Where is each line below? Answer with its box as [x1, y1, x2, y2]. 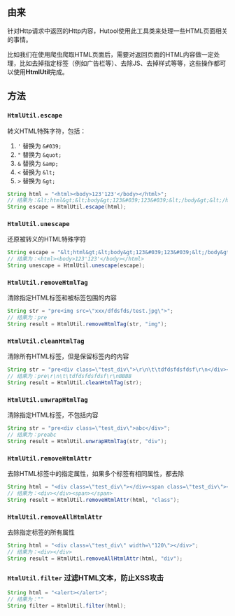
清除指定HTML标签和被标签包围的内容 [7, 293, 117, 302]
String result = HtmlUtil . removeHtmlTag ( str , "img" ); [7, 321, 168, 328]
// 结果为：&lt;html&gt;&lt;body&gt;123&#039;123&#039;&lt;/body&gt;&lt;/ [7, 197, 226, 204]
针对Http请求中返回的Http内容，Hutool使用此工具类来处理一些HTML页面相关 [7, 27, 228, 35]
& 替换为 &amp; [17, 159, 59, 167]
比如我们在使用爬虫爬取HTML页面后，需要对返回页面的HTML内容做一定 [7, 50, 215, 58]
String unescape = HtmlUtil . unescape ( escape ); [7, 262, 145, 269]
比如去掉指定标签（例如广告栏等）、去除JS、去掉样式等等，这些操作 [19, 59, 214, 67]
